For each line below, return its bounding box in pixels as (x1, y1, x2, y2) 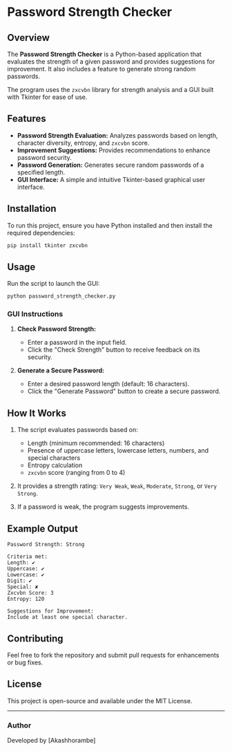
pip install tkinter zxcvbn (7, 242, 88, 249)
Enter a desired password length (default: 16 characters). (27, 380, 190, 388)
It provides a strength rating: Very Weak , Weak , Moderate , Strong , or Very (17, 482, 217, 490)
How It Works (7, 407, 67, 419)
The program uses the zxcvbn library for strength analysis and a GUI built (7, 86, 214, 93)
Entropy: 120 (7, 596, 45, 603)
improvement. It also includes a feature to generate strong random (7, 65, 196, 73)
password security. (17, 153, 72, 161)
